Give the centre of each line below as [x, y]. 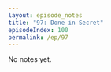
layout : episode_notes [45, 15]
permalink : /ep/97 [38, 37]
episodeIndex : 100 [38, 30]
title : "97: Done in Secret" [56, 23]
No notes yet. [30, 59]
